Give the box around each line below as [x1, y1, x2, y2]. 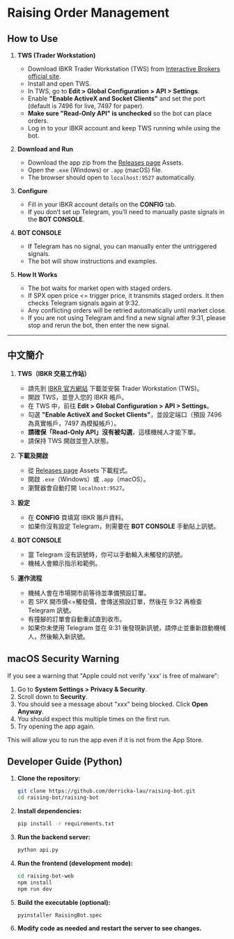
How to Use [7, 33, 58, 45]
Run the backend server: [17, 833, 91, 841]
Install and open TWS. [27, 80, 92, 88]
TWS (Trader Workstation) [17, 51, 96, 59]
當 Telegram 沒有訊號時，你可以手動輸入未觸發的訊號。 [27, 550, 187, 559]
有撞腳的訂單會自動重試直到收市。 [27, 615, 126, 623]
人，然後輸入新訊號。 [27, 632, 89, 640]
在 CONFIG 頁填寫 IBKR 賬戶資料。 [27, 513, 127, 521]
